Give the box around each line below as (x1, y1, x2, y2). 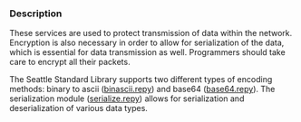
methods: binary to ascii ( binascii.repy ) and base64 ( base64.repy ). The (9, 84, 276, 95)
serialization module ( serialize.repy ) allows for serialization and (9, 93, 245, 104)
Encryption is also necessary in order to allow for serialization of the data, (9, 37, 285, 48)
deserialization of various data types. (9, 103, 148, 114)
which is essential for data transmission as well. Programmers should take (9, 47, 286, 58)
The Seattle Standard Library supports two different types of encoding (9, 74, 273, 85)
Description (9, 7, 63, 20)
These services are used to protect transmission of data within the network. (9, 28, 293, 39)
